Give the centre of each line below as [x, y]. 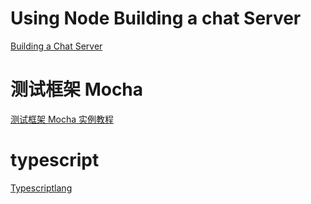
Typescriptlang [41, 188]
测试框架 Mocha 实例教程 [62, 119]
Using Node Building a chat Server [156, 18]
